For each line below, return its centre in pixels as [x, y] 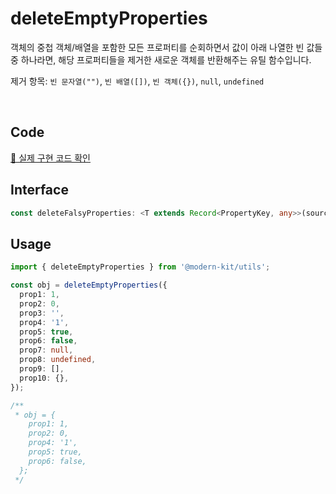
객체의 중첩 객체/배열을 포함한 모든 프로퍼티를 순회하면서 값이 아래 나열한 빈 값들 [166, 47]
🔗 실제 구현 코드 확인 [50, 158]
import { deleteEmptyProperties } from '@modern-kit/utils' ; [140, 267]
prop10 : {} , [44, 378]
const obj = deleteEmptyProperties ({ [89, 285]
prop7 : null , [46, 350]
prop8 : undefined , [58, 360]
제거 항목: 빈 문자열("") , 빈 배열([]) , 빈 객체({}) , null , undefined [137, 81]
